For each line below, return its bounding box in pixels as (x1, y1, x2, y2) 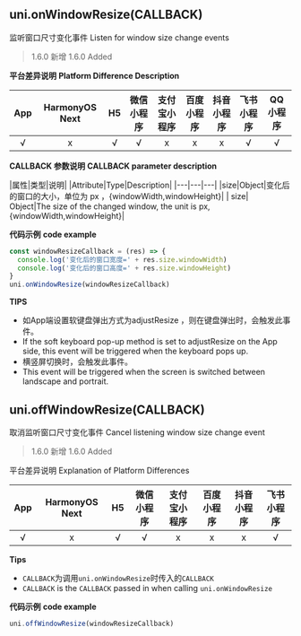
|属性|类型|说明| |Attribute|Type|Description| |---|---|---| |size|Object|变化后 (9, 179, 290, 190)
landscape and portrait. (21, 376, 109, 387)
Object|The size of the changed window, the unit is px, (9, 201, 211, 212)
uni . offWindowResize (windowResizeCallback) (9, 619, 175, 628)
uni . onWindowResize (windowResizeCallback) (9, 280, 170, 290)
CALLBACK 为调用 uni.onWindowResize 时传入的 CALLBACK (21, 573, 215, 583)
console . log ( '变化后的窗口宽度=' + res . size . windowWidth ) (17, 255, 228, 264)
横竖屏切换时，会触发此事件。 (21, 356, 133, 367)
